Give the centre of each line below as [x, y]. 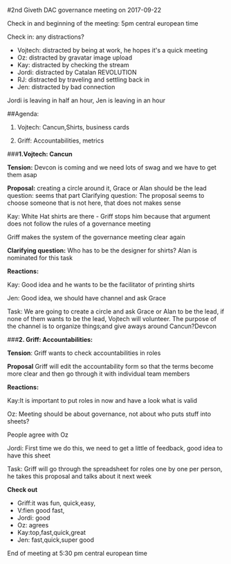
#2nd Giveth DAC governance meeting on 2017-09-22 [84, 10]
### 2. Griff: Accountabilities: [50, 339]
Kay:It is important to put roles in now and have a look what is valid [102, 400]
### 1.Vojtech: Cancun [40, 154]
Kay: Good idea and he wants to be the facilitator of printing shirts [101, 284]
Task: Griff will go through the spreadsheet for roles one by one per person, [115, 469]
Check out [22, 490]
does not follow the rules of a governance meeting [79, 224]
